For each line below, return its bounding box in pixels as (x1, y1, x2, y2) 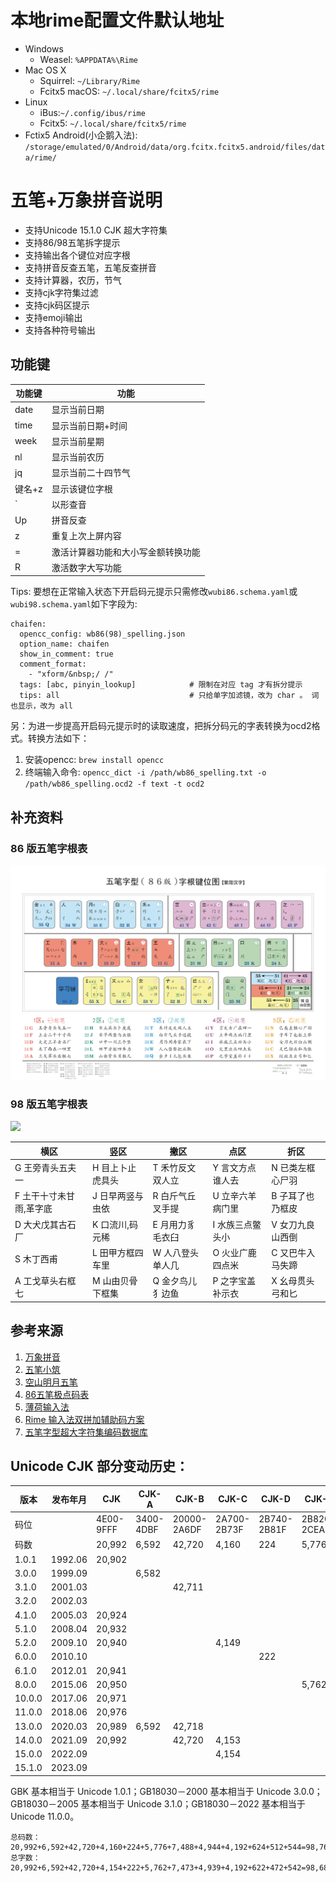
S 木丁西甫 (14, 1252, 58, 1265)
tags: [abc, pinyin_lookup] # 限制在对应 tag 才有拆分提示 (19, 680, 303, 690)
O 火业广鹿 (212, 1246, 257, 1258)
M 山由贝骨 (92, 1275, 138, 1287)
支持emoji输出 (24, 311, 83, 323)
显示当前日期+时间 (51, 419, 128, 431)
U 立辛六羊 (212, 1190, 257, 1202)
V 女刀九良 (271, 1218, 315, 1230)
